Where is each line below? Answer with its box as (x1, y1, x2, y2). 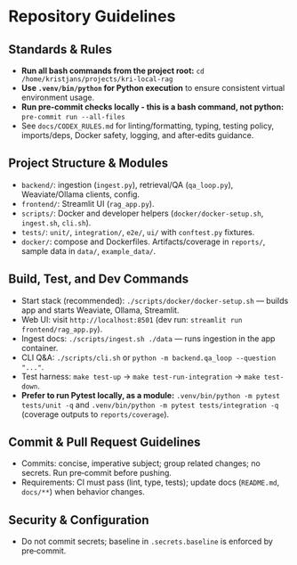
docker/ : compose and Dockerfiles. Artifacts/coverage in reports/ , (20, 236, 266, 247)
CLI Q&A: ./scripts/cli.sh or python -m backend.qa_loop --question (20, 352, 277, 363)
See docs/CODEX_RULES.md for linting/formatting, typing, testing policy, (20, 120, 275, 131)
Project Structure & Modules (8, 156, 169, 171)
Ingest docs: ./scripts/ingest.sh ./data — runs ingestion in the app (20, 332, 276, 344)
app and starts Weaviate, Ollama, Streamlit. (20, 305, 180, 315)
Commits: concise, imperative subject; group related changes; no (20, 458, 261, 469)
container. (20, 342, 59, 353)
